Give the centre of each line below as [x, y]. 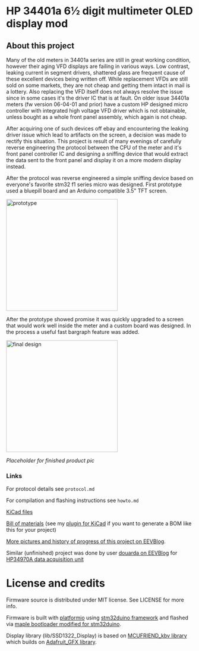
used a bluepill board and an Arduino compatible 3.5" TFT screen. [87, 191]
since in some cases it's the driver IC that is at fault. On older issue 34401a [98, 98]
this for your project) [31, 530]
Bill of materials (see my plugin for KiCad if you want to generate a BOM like [99, 523]
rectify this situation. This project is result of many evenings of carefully [94, 141]
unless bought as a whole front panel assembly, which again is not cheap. [97, 117]
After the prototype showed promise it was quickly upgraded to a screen [95, 319]
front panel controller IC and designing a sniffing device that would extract [97, 154]
